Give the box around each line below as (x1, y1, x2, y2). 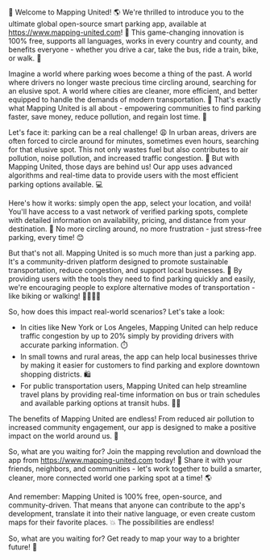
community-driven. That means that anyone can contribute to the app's (8, 500, 246, 510)
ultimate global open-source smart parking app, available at (8, 19, 207, 28)
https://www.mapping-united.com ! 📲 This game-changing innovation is (8, 27, 244, 37)
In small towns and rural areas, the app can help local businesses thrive (19, 352, 258, 361)
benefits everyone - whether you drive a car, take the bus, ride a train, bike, (8, 44, 260, 54)
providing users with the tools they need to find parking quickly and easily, (8, 274, 255, 284)
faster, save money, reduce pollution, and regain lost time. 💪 (8, 112, 207, 121)
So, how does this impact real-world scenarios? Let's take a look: (8, 307, 226, 316)
